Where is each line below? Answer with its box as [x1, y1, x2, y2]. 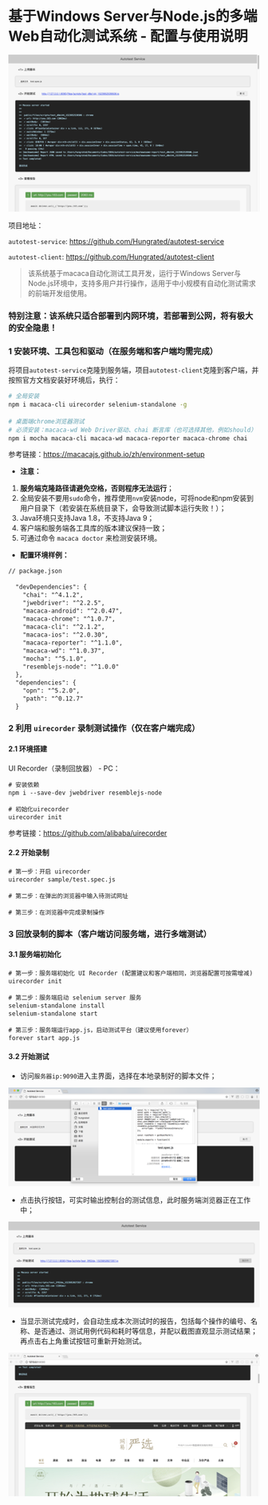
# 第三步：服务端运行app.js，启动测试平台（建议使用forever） [8, 1026, 193, 1034]
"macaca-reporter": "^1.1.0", [22, 639, 124, 647]
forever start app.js [8, 1034, 81, 1042]
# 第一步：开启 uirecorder [8, 867, 91, 876]
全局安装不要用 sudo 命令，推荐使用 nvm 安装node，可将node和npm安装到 [19, 494, 254, 503]
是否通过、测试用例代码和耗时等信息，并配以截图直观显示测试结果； [33, 1326, 258, 1336]
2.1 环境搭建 [8, 743, 48, 754]
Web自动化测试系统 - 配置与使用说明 [8, 27, 249, 45]
